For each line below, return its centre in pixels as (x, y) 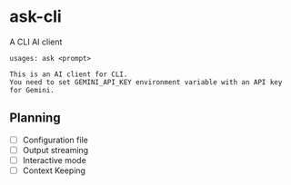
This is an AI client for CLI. (69, 74)
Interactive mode (54, 160)
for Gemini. (32, 90)
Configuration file (55, 140)
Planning (35, 118)
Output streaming (55, 150)
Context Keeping (54, 170)
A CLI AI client (36, 42)
